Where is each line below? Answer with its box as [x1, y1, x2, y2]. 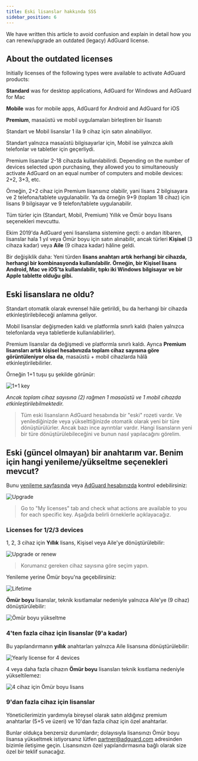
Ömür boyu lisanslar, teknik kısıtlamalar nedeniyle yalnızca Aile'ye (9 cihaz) [6, 596, 190, 604]
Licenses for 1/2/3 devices [6, 525, 84, 534]
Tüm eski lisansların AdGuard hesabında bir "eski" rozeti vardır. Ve [20, 412, 182, 419]
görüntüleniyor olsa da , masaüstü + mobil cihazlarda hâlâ [6, 353, 148, 360]
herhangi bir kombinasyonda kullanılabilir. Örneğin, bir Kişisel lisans [6, 260, 177, 267]
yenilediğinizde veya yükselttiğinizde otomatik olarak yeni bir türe [20, 418, 180, 425]
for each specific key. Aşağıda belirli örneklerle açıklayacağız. [20, 511, 171, 518]
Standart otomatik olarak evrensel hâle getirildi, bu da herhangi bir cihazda [6, 305, 188, 312]
